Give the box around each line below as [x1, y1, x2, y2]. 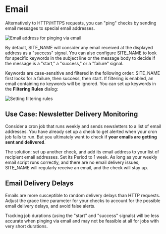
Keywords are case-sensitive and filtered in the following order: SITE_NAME [5, 70, 160, 76]
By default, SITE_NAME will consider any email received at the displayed [5, 44, 153, 50]
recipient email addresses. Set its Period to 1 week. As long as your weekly [5, 154, 158, 160]
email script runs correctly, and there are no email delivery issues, [5, 159, 140, 165]
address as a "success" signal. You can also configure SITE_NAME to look [5, 50, 157, 56]
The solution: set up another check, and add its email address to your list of [5, 148, 160, 155]
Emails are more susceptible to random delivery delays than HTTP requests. [5, 192, 160, 198]
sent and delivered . [5, 139, 46, 145]
